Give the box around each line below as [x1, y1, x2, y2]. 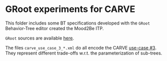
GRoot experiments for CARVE [5, 3, 136, 15]
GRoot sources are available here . [5, 35, 74, 41]
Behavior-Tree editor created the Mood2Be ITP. [5, 25, 104, 31]
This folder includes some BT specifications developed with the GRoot [5, 20, 150, 26]
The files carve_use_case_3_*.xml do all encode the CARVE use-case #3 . [5, 44, 157, 50]
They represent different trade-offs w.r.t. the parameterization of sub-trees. [5, 50, 162, 56]
